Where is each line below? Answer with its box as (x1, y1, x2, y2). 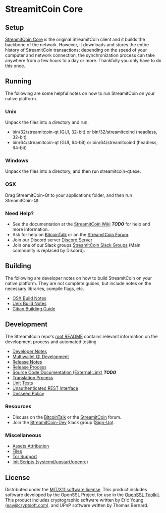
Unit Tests (12, 380, 33, 386)
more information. (12, 226, 49, 232)
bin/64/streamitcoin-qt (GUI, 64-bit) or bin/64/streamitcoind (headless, (12, 140, 158, 146)
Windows (5, 157, 29, 164)
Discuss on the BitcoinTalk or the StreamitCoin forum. (12, 414, 122, 420)
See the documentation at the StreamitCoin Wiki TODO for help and (12, 221, 150, 227)
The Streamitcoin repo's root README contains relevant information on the (5, 333, 158, 339)
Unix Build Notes (12, 300, 47, 306)
